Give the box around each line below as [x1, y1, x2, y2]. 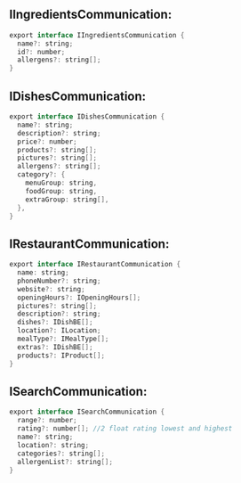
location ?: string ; [17, 440, 90, 449]
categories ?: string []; [17, 449, 105, 458]
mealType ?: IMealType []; [17, 334, 109, 344]
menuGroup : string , [25, 178, 98, 187]
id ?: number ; [17, 47, 66, 56]
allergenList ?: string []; [17, 457, 114, 466]
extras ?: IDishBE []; [17, 342, 93, 351]
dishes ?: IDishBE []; [17, 318, 93, 327]
